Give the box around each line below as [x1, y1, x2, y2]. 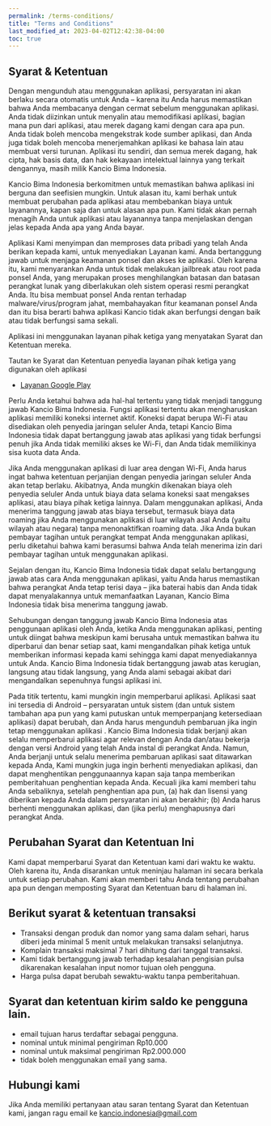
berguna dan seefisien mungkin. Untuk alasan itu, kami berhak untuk [8, 188, 237, 198]
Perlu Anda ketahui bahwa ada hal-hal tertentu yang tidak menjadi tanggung [8, 396, 263, 406]
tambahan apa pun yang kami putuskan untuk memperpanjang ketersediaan [8, 709, 263, 719]
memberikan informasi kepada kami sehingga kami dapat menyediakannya [8, 650, 257, 660]
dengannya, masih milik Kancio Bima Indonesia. [8, 164, 167, 174]
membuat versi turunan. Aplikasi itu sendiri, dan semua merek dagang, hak [8, 147, 257, 157]
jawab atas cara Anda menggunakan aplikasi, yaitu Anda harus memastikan [8, 574, 260, 584]
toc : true [8, 34, 42, 43]
